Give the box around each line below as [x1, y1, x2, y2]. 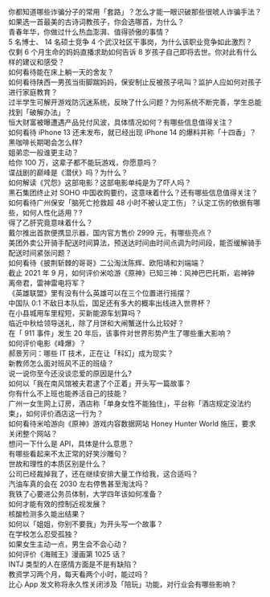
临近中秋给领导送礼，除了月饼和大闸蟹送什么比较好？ [8, 318, 185, 328]
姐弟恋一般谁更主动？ [8, 148, 79, 157]
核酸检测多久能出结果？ [8, 509, 86, 518]
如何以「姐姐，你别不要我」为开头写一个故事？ [8, 519, 163, 529]
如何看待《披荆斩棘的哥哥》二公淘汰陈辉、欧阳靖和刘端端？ [8, 258, 206, 268]
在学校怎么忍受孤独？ [8, 530, 79, 538]
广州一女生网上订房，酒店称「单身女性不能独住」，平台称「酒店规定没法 [8, 399, 244, 408]
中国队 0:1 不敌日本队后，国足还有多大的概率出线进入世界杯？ [8, 298, 212, 308]
